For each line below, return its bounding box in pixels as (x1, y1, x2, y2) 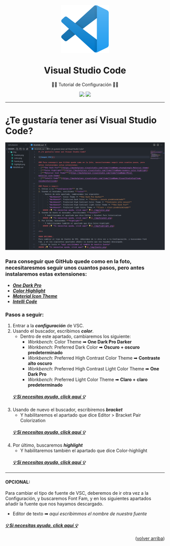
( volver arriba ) (135, 535, 165, 541)
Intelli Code (12, 298, 37, 304)
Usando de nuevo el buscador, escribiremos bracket (12, 406, 123, 413)
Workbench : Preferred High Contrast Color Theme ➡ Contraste (27, 355, 160, 361)
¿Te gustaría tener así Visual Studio (5, 115, 157, 126)
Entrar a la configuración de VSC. (12, 323, 84, 329)
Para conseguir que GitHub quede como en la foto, (5, 258, 132, 265)
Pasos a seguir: (5, 311, 44, 318)
